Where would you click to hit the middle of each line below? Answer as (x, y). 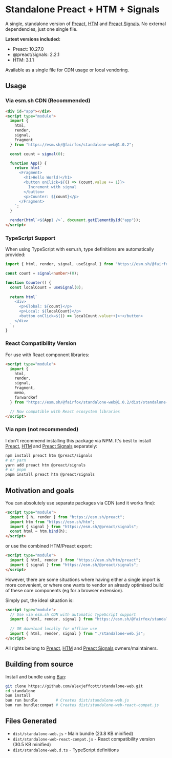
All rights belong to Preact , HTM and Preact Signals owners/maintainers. (82, 648)
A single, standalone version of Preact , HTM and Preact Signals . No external (86, 24)
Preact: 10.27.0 (28, 49)
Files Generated (31, 721)
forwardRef (26, 397)
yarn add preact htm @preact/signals (46, 465)
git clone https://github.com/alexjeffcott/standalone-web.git (74, 686)
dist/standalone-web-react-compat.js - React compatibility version (84, 739)
